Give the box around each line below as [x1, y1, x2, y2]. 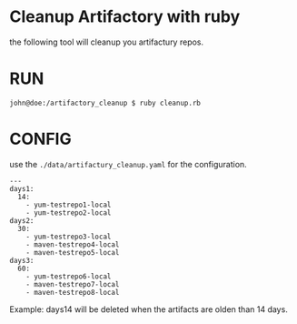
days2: [9, 216, 35, 225]
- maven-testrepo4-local [25, 239, 120, 249]
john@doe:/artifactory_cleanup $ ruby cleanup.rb [9, 98, 202, 107]
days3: [9, 256, 35, 265]
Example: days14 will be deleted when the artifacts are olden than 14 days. [9, 303, 288, 315]
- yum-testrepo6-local [25, 271, 112, 281]
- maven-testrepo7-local [25, 279, 120, 289]
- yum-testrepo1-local [25, 200, 112, 209]
